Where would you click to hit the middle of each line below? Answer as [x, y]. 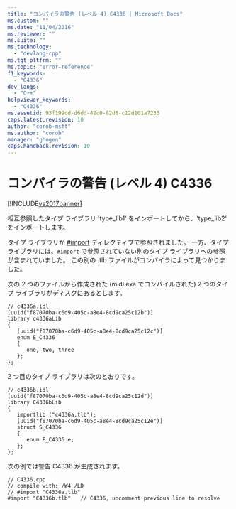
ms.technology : [30, 47]
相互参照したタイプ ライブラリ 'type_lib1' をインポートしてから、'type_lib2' [117, 218]
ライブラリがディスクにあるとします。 [71, 293]
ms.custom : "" [28, 21]
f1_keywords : [27, 73]
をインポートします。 [38, 227]
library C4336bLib [34, 402]
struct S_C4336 [39, 427]
